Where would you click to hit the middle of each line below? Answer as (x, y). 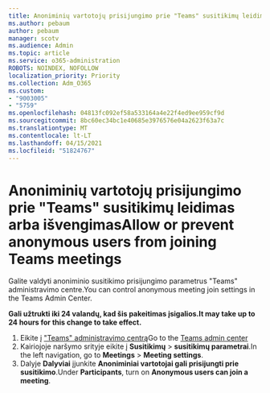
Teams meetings (65, 259)
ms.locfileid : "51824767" (51, 151)
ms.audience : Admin (41, 46)
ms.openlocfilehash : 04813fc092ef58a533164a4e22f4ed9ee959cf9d (117, 114)
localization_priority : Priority (64, 76)
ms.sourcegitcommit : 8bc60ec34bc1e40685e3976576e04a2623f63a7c (117, 121)
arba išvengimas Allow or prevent (121, 224)
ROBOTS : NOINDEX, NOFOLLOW (53, 68)
